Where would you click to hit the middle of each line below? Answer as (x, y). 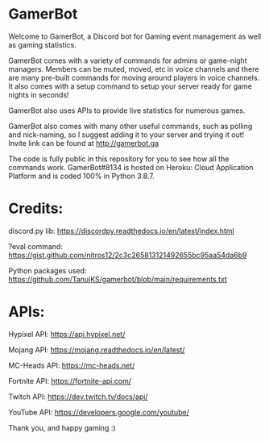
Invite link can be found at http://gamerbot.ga (84, 143)
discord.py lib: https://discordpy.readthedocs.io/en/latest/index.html (122, 231)
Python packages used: (48, 270)
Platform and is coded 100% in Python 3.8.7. (81, 176)
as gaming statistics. (42, 44)
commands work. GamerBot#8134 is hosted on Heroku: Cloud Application (131, 167)
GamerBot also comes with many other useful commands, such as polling (130, 126)
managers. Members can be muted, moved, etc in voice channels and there (134, 69)
